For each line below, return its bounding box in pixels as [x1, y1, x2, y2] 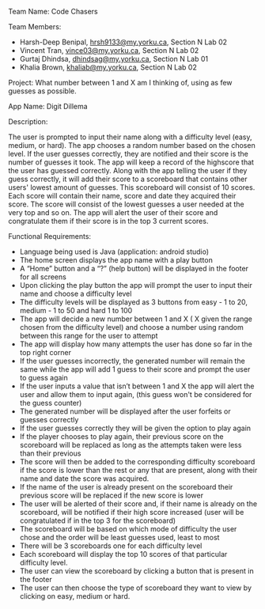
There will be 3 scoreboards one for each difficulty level [19, 541, 203, 550]
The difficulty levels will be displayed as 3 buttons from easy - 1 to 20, [19, 297, 248, 307]
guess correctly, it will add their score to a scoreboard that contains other [8, 174, 248, 183]
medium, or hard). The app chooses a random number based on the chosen [8, 141, 256, 149]
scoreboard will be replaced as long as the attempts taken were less [19, 441, 242, 449]
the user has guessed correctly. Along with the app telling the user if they [8, 166, 248, 175]
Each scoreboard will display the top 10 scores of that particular [19, 550, 228, 558]
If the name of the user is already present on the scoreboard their [19, 482, 233, 491]
